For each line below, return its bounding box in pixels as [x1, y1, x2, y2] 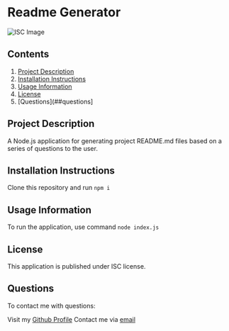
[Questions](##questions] [17, 97, 94, 106]
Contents [7, 48, 50, 60]
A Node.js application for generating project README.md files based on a [7, 136, 222, 145]
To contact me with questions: [7, 301, 96, 310]
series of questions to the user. [7, 144, 98, 152]
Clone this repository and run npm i [7, 184, 111, 192]
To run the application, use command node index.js [7, 223, 160, 231]
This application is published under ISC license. [7, 262, 146, 270]
